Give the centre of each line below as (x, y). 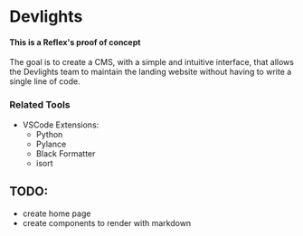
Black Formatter (66, 153)
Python (49, 134)
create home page (57, 213)
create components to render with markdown (107, 222)
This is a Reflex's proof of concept (75, 42)
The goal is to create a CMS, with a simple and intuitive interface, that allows (151, 62)
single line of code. (45, 81)
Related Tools (40, 105)
